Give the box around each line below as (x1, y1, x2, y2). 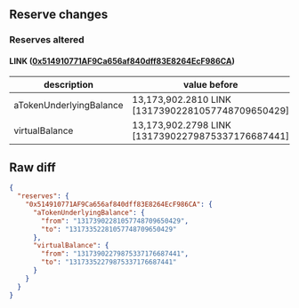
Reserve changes (9, 7, 109, 22)
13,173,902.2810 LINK (132, 93, 231, 106)
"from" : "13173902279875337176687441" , (41, 249, 190, 258)
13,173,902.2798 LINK (132, 119, 231, 131)
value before (182, 78, 238, 91)
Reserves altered (9, 34, 85, 46)
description (43, 78, 93, 91)
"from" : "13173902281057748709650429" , (41, 217, 190, 225)
